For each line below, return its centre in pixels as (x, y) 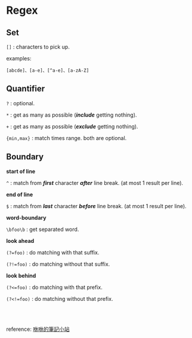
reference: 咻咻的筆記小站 (38, 329)
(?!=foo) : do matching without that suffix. (58, 264)
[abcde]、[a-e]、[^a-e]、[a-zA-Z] (48, 71)
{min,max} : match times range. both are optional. (66, 138)
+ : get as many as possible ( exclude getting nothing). (72, 126)
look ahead (20, 240)
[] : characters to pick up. (38, 47)
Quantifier (26, 89)
